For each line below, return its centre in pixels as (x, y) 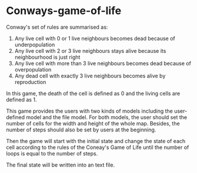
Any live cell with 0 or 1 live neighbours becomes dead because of (95, 38)
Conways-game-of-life (64, 11)
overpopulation (33, 69)
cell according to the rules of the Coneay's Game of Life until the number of (98, 147)
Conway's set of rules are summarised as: (57, 27)
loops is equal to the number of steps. (52, 153)
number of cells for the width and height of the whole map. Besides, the (93, 123)
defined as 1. (21, 99)
